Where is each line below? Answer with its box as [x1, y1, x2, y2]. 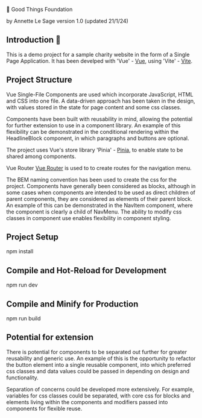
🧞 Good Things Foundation [6, 6, 73, 13]
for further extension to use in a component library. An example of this [6, 121, 181, 129]
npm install [6, 248, 34, 255]
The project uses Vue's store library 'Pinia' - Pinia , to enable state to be [6, 146, 183, 153]
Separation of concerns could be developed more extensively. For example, [6, 385, 195, 393]
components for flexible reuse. [6, 405, 83, 412]
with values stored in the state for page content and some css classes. [6, 103, 182, 111]
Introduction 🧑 [6, 35, 62, 45]
